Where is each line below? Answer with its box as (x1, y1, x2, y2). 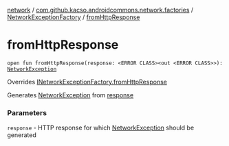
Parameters (7, 108, 47, 117)
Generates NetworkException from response (7, 90, 134, 99)
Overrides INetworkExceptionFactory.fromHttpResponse (7, 77, 167, 86)
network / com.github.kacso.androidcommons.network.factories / (7, 6, 194, 14)
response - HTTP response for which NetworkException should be (7, 123, 195, 132)
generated (7, 131, 36, 139)
